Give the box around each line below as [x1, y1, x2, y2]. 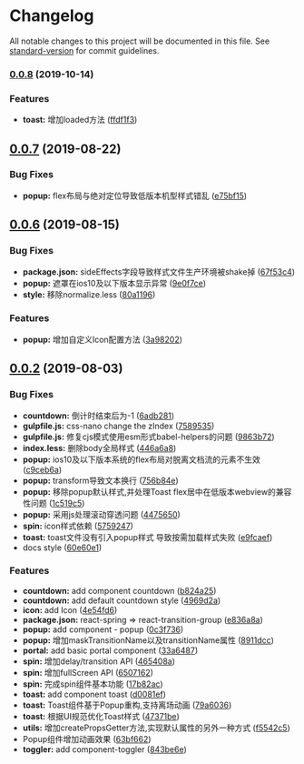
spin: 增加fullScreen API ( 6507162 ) [22, 667, 154, 678]
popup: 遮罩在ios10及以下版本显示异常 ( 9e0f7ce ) [22, 277, 207, 288]
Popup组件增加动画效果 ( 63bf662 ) [22, 733, 152, 744]
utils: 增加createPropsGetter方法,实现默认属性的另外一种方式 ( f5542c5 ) [22, 722, 290, 733]
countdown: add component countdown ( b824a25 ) [22, 585, 217, 596]
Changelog [9, 5, 94, 26]
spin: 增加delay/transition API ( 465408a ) [22, 656, 175, 667]
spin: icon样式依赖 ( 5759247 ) [22, 520, 134, 531]
